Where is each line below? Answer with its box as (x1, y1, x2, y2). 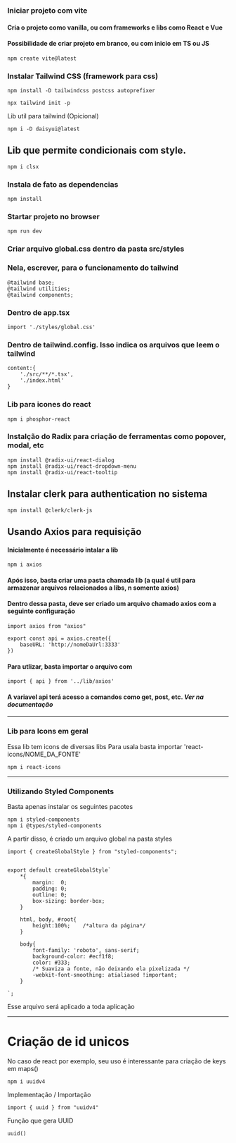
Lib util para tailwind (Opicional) (7, 112, 100, 121)
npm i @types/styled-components (7, 822, 102, 829)
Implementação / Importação (7, 1090, 91, 1099)
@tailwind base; (7, 279, 55, 286)
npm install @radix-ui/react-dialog (7, 457, 114, 464)
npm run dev (7, 228, 42, 235)
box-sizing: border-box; (32, 898, 105, 905)
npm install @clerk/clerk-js (7, 507, 93, 514)
